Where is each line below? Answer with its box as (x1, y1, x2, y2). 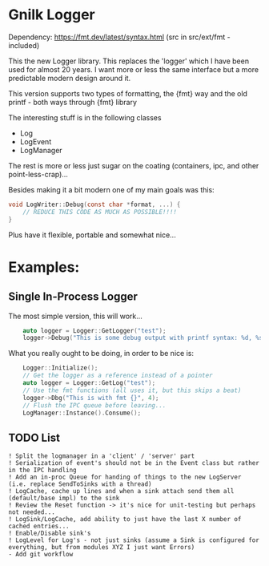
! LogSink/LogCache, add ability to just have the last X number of (8, 515, 242, 524)
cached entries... (8, 523, 70, 531)
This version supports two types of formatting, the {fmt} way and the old (8, 88, 248, 98)
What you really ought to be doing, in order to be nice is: (8, 349, 195, 358)
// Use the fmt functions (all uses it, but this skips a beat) (22, 386, 242, 394)
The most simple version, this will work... (8, 311, 143, 321)
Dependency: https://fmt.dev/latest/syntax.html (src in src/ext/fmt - (8, 32, 231, 42)
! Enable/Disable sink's (8, 529, 91, 538)
